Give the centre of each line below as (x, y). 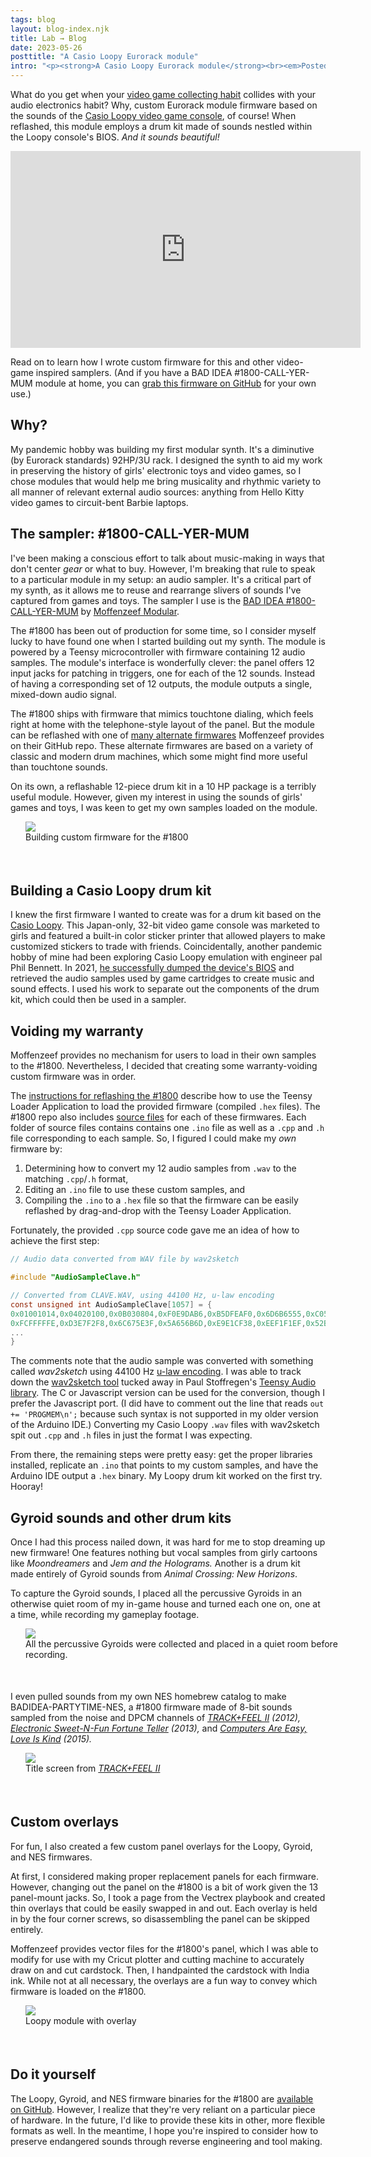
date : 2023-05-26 (46, 47)
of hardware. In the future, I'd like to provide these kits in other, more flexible (168, 2120)
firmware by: (36, 1149)
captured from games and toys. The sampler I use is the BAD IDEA (147, 600)
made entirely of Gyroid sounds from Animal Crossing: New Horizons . (154, 1574)
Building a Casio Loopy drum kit (111, 891)
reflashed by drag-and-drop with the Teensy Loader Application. (158, 1211)
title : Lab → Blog (48, 38)
